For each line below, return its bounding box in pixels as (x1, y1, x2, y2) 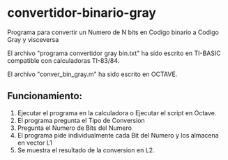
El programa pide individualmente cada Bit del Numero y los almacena (17, 131, 219, 139)
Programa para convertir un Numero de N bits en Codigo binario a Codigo (7, 28, 220, 36)
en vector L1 (17, 138, 52, 147)
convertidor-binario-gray (7, 5, 157, 21)
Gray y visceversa (7, 35, 59, 43)
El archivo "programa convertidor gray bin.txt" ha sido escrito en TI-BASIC (7, 49, 221, 57)
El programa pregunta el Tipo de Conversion (17, 116, 145, 124)
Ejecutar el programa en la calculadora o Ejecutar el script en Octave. (17, 108, 217, 117)
